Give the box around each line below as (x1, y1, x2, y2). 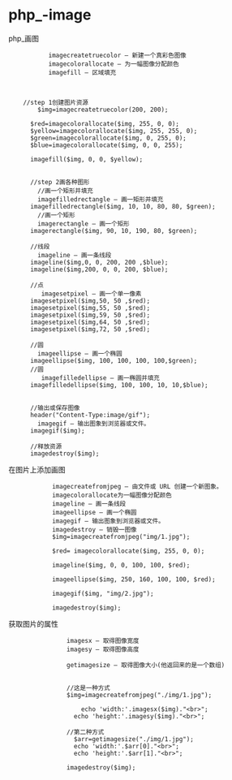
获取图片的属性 (8, 618, 58, 628)
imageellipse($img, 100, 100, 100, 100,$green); (29, 356, 198, 364)
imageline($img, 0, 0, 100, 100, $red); (51, 561, 191, 569)
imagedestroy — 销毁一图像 (51, 525, 137, 533)
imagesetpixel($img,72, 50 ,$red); (29, 325, 151, 334)
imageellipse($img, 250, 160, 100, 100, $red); (51, 575, 217, 584)
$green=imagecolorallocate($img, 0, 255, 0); (29, 134, 187, 142)
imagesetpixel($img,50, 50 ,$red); (29, 296, 151, 305)
